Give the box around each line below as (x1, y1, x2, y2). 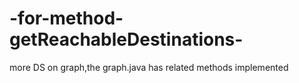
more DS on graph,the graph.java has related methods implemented (9, 61, 289, 73)
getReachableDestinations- (9, 28, 244, 51)
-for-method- (9, 7, 124, 30)
